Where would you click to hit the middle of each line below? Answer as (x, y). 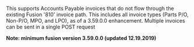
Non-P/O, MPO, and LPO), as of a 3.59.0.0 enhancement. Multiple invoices (96, 21)
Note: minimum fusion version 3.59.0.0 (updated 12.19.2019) (81, 38)
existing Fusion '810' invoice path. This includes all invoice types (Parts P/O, (97, 15)
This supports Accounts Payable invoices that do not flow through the (90, 8)
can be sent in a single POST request (51, 27)
